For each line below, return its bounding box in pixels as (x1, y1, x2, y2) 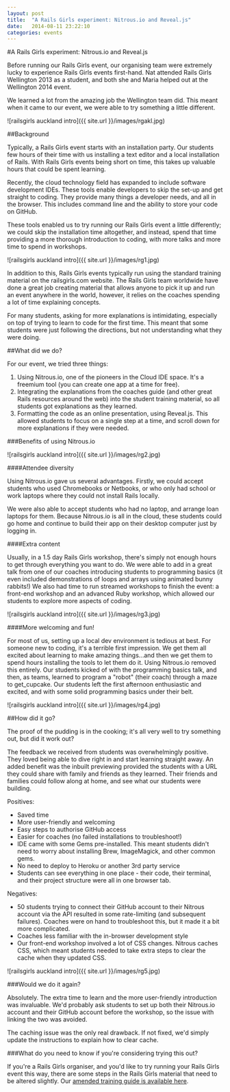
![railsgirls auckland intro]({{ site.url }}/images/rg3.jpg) (7, 610, 161, 618)
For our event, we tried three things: (7, 360, 108, 368)
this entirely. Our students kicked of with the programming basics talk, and (7, 665, 217, 674)
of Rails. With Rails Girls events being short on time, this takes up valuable (7, 158, 216, 166)
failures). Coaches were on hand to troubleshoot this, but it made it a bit (16, 917, 220, 926)
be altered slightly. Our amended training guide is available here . (7, 1077, 189, 1085)
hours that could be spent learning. (7, 165, 106, 173)
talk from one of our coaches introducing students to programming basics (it (7, 568, 223, 576)
